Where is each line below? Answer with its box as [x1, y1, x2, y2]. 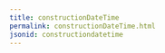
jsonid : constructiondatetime [9, 30, 124, 39]
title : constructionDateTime [9, 13, 120, 22]
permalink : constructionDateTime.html [9, 22, 156, 31]
